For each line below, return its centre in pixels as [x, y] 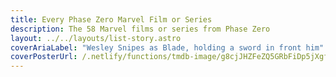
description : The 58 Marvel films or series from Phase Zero [140, 29]
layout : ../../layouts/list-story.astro [96, 38]
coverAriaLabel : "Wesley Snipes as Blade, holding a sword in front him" [167, 47]
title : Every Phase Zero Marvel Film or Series [111, 19]
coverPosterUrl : [44, 57]
